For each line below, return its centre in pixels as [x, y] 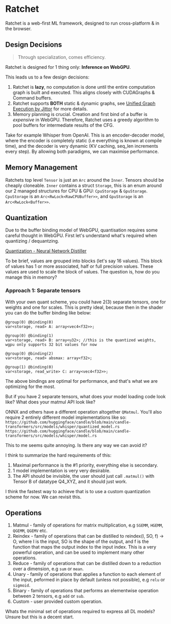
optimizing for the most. [30, 386]
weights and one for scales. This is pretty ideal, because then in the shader [84, 307]
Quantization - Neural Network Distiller [46, 251]
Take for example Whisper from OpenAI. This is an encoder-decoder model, [85, 135]
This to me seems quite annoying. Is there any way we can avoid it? [76, 445]
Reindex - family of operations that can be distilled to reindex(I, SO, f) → [88, 536]
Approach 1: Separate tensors [43, 290]
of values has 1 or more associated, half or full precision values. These [79, 266]
